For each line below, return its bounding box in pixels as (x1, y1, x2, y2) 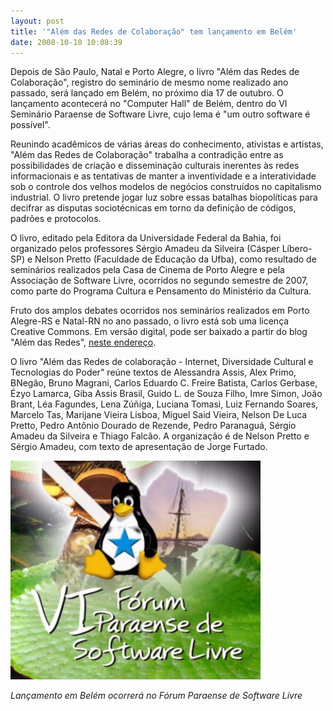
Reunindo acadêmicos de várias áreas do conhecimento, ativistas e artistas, (10, 138, 324, 150)
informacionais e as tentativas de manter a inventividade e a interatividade (10, 170, 317, 182)
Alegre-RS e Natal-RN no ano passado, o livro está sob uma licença (10, 315, 290, 327)
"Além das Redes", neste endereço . (10, 336, 157, 349)
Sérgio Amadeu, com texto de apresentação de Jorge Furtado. (10, 441, 268, 453)
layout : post (10, 16, 65, 26)
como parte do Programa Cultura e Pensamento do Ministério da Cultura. (10, 285, 312, 297)
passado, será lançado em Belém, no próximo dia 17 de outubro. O (10, 87, 284, 99)
